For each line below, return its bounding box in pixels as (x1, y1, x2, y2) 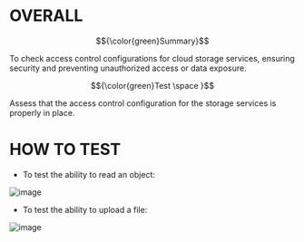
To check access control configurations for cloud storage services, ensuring (9, 53, 295, 63)
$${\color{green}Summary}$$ (95, 35, 210, 46)
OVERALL (9, 5, 83, 26)
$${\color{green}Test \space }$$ (90, 80, 215, 91)
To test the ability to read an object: (22, 169, 156, 179)
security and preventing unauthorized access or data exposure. (9, 63, 247, 73)
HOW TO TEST (9, 140, 122, 160)
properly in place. (9, 107, 75, 118)
